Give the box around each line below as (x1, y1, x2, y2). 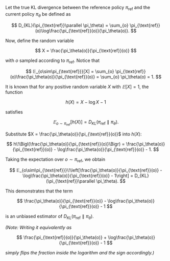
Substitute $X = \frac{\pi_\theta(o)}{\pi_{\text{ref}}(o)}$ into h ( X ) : (5, 130, 142, 137)
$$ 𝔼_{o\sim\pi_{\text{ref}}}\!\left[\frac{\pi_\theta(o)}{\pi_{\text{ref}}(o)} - (9, 167, 162, 173)
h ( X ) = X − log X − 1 (65, 99, 106, 105)
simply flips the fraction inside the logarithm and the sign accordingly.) (5, 250, 155, 256)
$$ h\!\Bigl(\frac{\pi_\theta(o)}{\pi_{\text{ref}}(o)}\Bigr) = (6, 141, 125, 147)
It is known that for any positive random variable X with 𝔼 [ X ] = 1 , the (5, 84, 149, 90)
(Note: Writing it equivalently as (5, 225, 72, 231)
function (5, 89, 23, 95)
